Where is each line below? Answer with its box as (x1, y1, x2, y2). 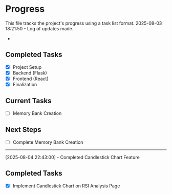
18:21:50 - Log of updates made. (5, 25, 74, 31)
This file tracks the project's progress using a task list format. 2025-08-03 (5, 20, 162, 26)
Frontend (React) (12, 75, 49, 82)
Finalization (12, 81, 37, 87)
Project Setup (12, 64, 42, 70)
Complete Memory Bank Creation (12, 139, 83, 145)
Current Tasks (5, 96, 52, 105)
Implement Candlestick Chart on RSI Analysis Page (12, 183, 120, 189)
